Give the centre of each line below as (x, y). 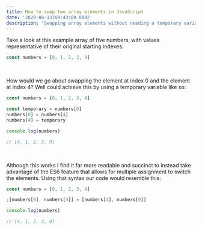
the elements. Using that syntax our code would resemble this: (84, 178)
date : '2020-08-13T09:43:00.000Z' (50, 17)
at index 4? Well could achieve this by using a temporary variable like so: (96, 87)
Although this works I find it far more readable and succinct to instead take (99, 165)
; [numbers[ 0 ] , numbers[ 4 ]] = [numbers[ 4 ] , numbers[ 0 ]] (76, 200)
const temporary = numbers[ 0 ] (44, 109)
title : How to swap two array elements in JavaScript (75, 12)
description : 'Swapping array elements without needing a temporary (94, 23)
